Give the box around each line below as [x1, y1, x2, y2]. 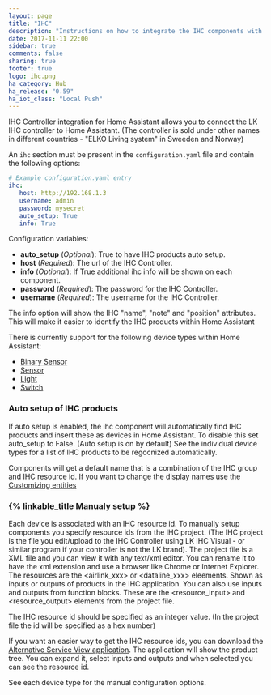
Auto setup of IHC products [8, 403, 119, 414]
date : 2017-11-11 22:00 [8, 34, 89, 43]
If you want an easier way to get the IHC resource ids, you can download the [8, 636, 264, 646]
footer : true [8, 65, 53, 73]
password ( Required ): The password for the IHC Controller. [19, 284, 218, 294]
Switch [19, 382, 44, 393]
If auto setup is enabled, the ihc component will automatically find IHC [8, 421, 242, 431]
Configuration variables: [8, 234, 89, 244]
